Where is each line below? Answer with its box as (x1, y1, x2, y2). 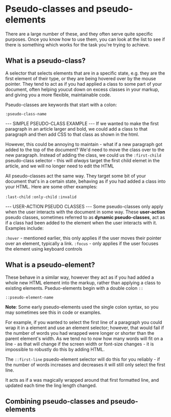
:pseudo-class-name (5, 111, 47, 116)
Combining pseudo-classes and (5, 397, 109, 406)
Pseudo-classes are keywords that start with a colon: (5, 102, 117, 108)
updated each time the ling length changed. (5, 382, 97, 388)
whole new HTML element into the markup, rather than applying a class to (5, 279, 161, 286)
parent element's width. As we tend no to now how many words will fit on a (5, 335, 163, 341)
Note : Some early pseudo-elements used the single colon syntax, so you (5, 304, 159, 310)
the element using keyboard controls (5, 246, 83, 252)
